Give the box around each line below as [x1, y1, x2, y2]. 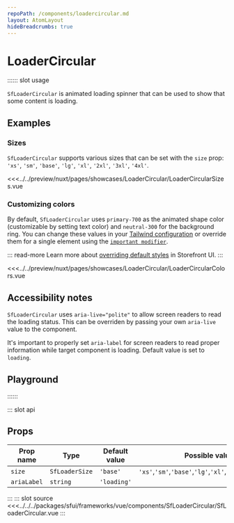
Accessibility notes [7, 291, 93, 303]
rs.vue [7, 272, 26, 280]
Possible [184, 450, 214, 460]
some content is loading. [7, 97, 78, 105]
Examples [7, 117, 51, 129]
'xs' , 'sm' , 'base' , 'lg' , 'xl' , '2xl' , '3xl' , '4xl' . [7, 161, 149, 169]
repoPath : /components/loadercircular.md [7, 10, 130, 17]
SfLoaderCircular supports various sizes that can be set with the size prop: [7, 154, 224, 162]
